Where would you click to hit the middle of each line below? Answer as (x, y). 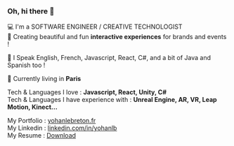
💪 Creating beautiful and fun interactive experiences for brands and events (117, 37)
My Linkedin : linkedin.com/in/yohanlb (62, 128)
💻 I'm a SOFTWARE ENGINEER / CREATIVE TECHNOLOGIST (95, 27)
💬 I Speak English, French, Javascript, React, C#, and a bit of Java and (109, 58)
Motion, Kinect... (32, 107)
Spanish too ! (26, 65)
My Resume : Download (41, 136)
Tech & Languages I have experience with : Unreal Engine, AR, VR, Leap (112, 100)
